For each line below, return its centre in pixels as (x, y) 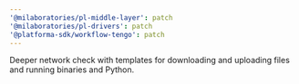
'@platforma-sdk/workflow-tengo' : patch (88, 34)
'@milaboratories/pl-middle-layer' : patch (91, 18)
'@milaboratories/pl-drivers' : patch (81, 26)
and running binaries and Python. (72, 70)
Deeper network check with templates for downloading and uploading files (149, 61)
